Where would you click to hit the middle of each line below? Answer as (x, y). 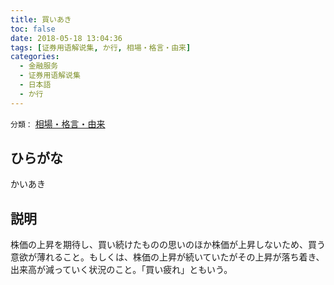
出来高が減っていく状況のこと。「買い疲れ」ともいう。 (121, 270)
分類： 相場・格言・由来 (58, 123)
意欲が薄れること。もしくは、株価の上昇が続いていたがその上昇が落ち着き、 (167, 257)
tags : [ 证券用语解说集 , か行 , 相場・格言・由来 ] (101, 47)
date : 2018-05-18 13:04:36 (66, 38)
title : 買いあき (41, 19)
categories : (35, 57)
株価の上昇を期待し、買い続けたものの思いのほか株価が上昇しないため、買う (168, 245)
